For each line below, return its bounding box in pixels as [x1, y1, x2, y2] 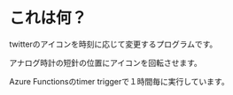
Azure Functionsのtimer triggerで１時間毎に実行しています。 [9, 76, 229, 86]
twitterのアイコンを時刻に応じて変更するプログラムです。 [9, 39, 218, 49]
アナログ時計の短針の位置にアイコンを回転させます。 [9, 57, 202, 68]
